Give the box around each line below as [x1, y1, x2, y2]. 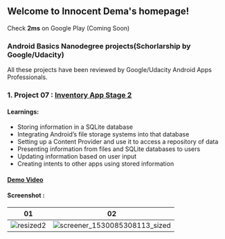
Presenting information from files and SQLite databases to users [17, 145, 201, 153]
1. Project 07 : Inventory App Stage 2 [7, 90, 132, 100]
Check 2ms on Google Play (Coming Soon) [7, 24, 130, 32]
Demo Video [7, 175, 44, 184]
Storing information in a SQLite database [17, 123, 134, 131]
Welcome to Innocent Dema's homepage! [7, 6, 190, 17]
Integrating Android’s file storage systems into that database [17, 130, 190, 139]
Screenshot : [7, 191, 45, 200]
